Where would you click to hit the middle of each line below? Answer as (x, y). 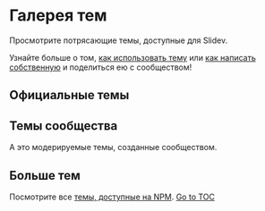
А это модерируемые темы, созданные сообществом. (113, 148)
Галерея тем (58, 16)
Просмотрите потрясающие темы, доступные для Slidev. (119, 40)
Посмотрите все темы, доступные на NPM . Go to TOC (112, 197)
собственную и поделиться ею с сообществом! (101, 67)
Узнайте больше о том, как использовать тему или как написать (133, 57)
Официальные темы (69, 95)
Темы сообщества (64, 126)
